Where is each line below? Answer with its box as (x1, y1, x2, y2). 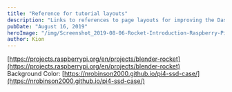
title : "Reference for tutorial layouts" (7, 10, 128, 17)
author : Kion (7, 36, 45, 43)
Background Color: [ (7, 70, 65, 78)
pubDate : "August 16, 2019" (7, 23, 88, 30)
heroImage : (7, 29, 39, 37)
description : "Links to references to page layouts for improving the (7, 17, 215, 24)
